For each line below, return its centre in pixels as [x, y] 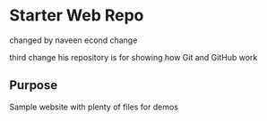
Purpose [34, 85]
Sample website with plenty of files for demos [94, 107]
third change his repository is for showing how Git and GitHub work [133, 57]
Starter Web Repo [77, 16]
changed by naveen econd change [73, 40]
